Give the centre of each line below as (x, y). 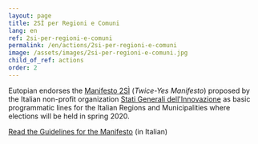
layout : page (30, 16)
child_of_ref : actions (46, 61)
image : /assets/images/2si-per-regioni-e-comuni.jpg (98, 53)
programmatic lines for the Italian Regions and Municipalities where (119, 107)
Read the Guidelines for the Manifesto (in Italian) (88, 131)
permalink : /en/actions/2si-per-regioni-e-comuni (93, 46)
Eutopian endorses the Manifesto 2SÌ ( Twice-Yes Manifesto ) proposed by (129, 90)
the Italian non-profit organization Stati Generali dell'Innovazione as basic (129, 99)
